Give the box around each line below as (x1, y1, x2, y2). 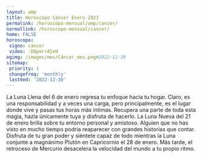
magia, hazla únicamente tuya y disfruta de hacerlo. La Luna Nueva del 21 (6, 113, 191, 120)
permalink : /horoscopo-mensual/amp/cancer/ (6, 20, 118, 26)
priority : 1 (8, 65, 39, 72)
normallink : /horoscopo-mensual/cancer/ (6, 26, 110, 32)
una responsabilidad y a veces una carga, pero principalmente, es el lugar (6, 100, 191, 107)
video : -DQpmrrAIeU (8, 49, 59, 55)
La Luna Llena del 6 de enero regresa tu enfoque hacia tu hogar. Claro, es (6, 94, 190, 101)
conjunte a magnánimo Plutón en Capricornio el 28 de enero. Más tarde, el (6, 139, 193, 146)
